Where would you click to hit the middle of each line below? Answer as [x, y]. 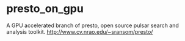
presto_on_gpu [45, 9]
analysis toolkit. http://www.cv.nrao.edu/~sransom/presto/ [80, 31]
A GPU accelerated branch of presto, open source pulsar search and [92, 25]
